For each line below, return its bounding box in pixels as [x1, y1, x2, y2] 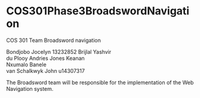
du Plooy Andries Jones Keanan [6, 54, 85, 62]
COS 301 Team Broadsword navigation [6, 36, 101, 44]
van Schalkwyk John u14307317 [6, 67, 85, 74]
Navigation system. [6, 85, 54, 92]
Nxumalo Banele [6, 61, 47, 68]
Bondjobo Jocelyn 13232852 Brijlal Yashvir [6, 48, 112, 55]
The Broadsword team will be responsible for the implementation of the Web [6, 79, 194, 86]
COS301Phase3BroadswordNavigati [6, 4, 190, 18]
